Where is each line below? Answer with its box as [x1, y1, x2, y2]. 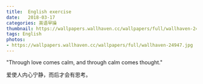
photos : [6, 37, 26, 43]
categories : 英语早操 [6, 20, 57, 26]
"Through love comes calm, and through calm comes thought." [6, 58, 163, 66]
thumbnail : [6, 25, 34, 32]
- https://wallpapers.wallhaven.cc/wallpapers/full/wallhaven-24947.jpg [6, 43, 193, 49]
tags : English [6, 31, 42, 37]
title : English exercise [6, 8, 71, 15]
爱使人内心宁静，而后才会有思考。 [6, 71, 91, 78]
